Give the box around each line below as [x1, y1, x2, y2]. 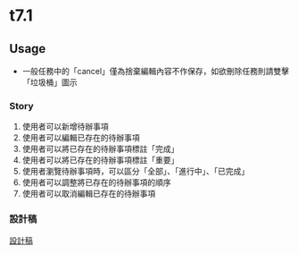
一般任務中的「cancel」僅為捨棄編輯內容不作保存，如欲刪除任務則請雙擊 [21, 66, 290, 76]
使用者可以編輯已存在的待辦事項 [21, 132, 140, 143]
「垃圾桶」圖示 [21, 77, 78, 88]
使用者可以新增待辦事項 [21, 122, 109, 132]
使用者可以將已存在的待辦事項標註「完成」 [21, 144, 179, 155]
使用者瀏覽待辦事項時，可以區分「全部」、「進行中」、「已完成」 [21, 166, 250, 177]
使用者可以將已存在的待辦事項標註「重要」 [21, 155, 179, 165]
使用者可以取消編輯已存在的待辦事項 [21, 189, 156, 199]
